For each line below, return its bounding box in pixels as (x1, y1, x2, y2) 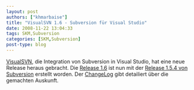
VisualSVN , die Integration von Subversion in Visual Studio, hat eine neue (6, 57, 185, 65)
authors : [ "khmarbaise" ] (6, 14, 68, 20)
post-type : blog (6, 42, 46, 48)
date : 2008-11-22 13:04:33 (6, 25, 73, 31)
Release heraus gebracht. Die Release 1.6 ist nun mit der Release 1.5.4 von (6, 64, 188, 71)
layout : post (6, 8, 39, 15)
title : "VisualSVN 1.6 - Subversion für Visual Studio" (6, 20, 147, 25)
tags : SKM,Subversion (6, 31, 60, 37)
